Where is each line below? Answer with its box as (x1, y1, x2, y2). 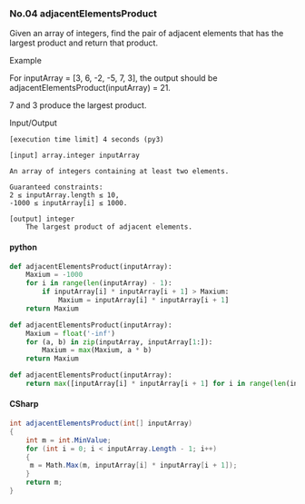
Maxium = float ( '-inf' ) (25, 329, 116, 338)
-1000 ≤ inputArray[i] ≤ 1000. (9, 199, 128, 208)
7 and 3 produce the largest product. (9, 100, 147, 111)
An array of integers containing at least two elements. (9, 167, 230, 176)
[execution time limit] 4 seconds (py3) (9, 135, 165, 144)
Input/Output (9, 117, 57, 129)
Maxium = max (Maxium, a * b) (42, 346, 152, 355)
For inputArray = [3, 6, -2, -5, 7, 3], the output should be (9, 73, 218, 84)
